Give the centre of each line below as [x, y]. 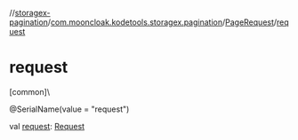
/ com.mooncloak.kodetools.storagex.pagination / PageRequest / [162, 22]
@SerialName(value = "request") [69, 109]
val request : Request [47, 126]
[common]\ [30, 91]
